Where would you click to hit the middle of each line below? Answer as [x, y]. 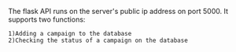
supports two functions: [47, 19]
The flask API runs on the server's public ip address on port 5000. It [118, 11]
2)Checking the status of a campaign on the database [98, 40]
